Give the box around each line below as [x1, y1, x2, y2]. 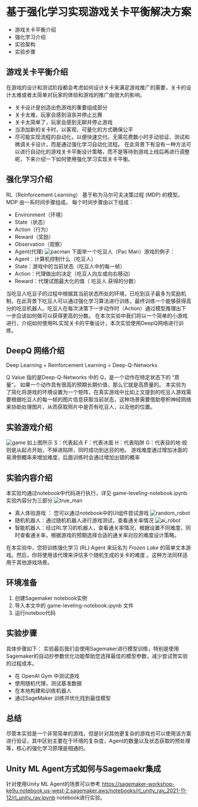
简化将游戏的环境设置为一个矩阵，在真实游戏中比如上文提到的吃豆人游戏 [11, 389, 186, 396]
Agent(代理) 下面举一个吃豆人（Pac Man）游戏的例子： [14, 248, 175, 255]
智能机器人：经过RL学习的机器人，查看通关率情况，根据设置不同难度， [14, 524, 186, 531]
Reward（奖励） [14, 233, 54, 240]
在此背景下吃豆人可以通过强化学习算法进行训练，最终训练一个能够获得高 [16, 297, 192, 304]
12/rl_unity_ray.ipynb [6, 794, 56, 801]
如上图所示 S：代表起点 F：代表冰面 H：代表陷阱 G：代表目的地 [26, 439, 181, 446]
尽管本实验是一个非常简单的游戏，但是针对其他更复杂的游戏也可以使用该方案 [6, 730, 192, 737]
